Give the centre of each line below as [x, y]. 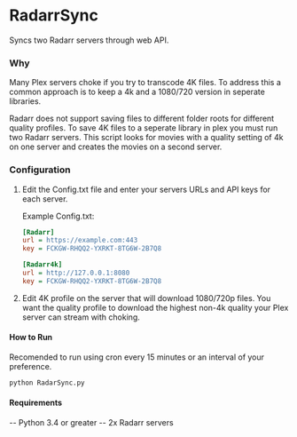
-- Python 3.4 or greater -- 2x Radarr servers [92, 423]
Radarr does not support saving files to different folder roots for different [142, 119]
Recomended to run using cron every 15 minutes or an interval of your [137, 357]
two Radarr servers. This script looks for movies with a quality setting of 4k [146, 138]
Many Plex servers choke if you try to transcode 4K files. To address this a [145, 83]
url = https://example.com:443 [80, 241]
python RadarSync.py [47, 383]
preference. [31, 366]
